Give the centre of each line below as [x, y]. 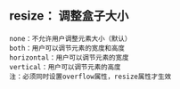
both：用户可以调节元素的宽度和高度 [67, 48]
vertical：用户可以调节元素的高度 [65, 67]
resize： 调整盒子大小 [69, 16]
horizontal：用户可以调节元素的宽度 [69, 57]
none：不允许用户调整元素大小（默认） [70, 38]
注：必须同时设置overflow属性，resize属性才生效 [90, 77]
